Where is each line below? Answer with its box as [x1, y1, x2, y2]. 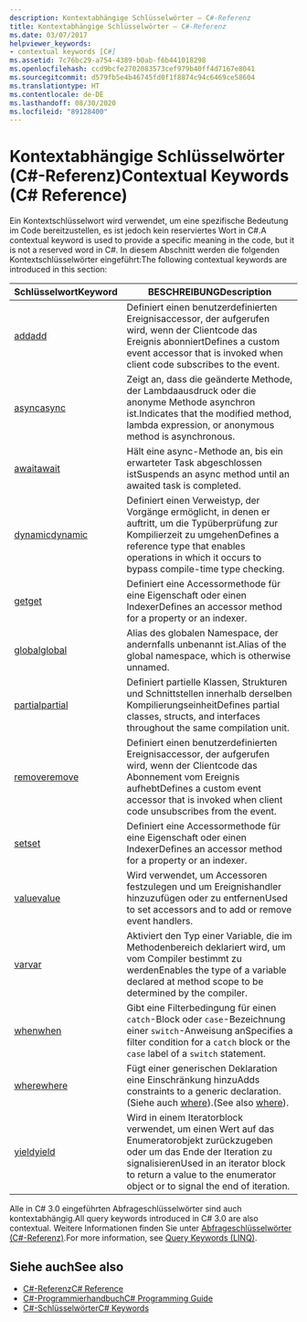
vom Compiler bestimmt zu [126, 953, 242, 965]
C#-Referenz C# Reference [22, 1284, 123, 1294]
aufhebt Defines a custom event [126, 783, 262, 795]
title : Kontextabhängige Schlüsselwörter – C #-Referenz [9, 22, 227, 31]
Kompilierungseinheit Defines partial [126, 698, 281, 711]
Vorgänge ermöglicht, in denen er [126, 506, 271, 518]
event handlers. [126, 915, 194, 928]
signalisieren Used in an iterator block [126, 1157, 286, 1170]
